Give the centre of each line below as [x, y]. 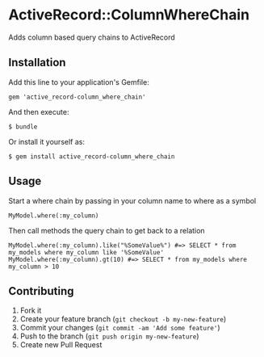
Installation [37, 63]
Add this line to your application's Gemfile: [79, 82]
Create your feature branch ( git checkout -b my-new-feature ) [123, 319]
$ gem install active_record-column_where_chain [92, 156]
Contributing [41, 291]
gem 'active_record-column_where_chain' [78, 97]
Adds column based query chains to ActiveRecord [92, 37]
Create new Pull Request [61, 345]
